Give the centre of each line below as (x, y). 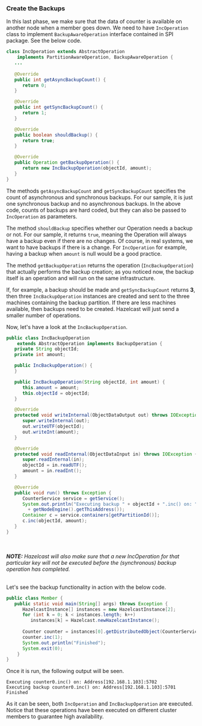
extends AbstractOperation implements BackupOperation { (90, 343)
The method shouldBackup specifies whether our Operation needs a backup (99, 228)
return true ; (38, 140)
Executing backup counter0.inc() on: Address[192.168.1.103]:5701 (91, 688)
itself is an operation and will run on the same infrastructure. (81, 278)
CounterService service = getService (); (73, 498)
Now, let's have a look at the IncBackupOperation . (67, 327)
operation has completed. (38, 569)
